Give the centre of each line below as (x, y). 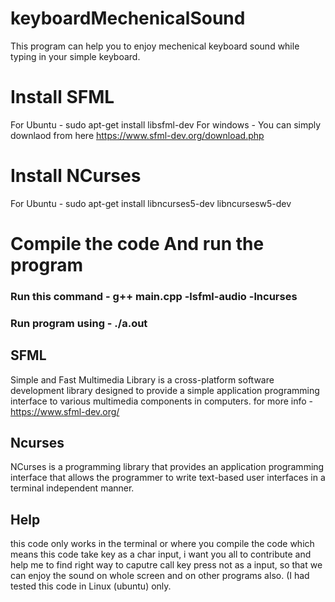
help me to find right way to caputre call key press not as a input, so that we (166, 565)
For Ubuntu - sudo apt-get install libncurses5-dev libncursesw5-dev (151, 203)
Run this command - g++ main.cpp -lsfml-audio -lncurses (154, 296)
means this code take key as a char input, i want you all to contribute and (161, 554)
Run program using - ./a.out (79, 323)
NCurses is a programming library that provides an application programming (167, 467)
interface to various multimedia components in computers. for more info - (162, 401)
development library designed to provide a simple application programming (165, 390)
